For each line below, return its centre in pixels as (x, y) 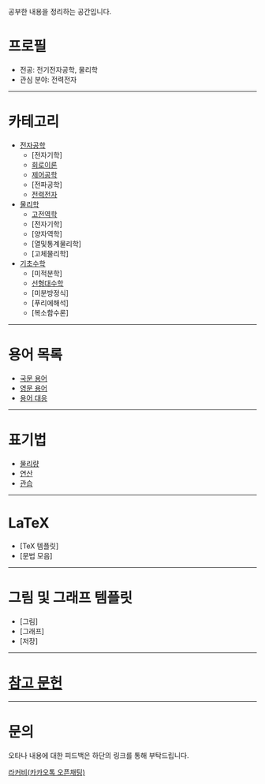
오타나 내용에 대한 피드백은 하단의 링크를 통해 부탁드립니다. (99, 755)
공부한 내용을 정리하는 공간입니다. (60, 11)
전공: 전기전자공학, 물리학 (59, 69)
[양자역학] (47, 233)
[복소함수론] (50, 312)
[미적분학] (47, 273)
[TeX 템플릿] (39, 546)
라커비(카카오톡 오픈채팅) (47, 772)
